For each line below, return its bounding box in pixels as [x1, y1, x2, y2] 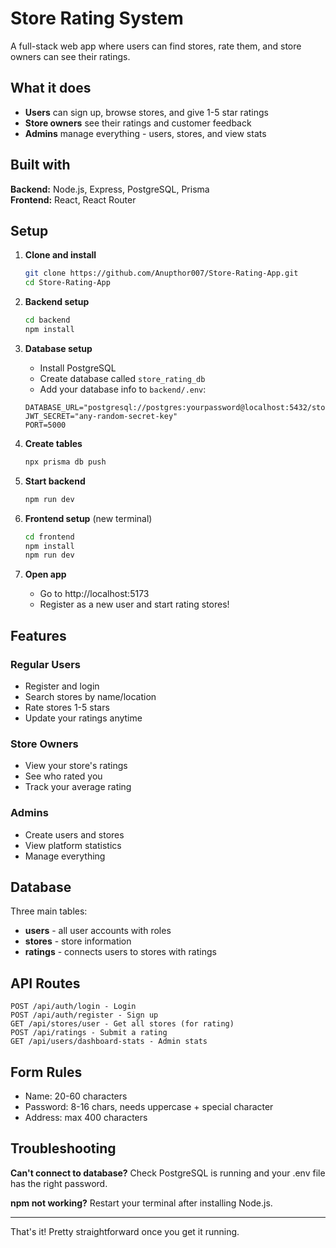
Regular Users [10, 657, 81, 671]
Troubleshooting [10, 1140, 117, 1157]
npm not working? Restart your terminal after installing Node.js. [10, 1197, 273, 1209]
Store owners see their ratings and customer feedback [24, 117, 252, 129]
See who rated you [24, 770, 103, 782]
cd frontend [24, 532, 75, 542]
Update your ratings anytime [24, 712, 143, 724]
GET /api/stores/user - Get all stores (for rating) [10, 1019, 235, 1029]
